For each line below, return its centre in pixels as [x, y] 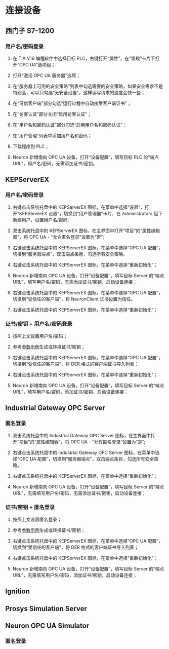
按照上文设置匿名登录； [37, 519]
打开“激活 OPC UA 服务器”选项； [47, 75]
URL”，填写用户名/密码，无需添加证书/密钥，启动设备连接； [75, 282]
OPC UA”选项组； [37, 64]
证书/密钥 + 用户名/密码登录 [39, 324]
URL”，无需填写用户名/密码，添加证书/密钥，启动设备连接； [75, 575]
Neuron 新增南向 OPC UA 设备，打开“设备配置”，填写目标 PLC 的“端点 [86, 157]
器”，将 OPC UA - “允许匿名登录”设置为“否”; [58, 237]
